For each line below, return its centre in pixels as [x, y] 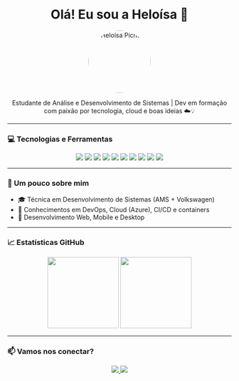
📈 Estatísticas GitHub [46, 243]
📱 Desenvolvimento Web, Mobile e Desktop [81, 217]
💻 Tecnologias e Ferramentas [60, 139]
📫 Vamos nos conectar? [51, 351]
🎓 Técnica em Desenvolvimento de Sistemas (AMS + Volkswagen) [116, 199]
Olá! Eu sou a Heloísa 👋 [119, 15]
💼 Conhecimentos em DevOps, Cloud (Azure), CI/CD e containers [113, 209]
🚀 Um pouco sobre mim [48, 183]
